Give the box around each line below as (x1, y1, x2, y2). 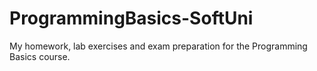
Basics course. (9, 50, 71, 62)
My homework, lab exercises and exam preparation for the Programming (9, 40, 308, 52)
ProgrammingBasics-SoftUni (9, 7, 254, 30)
